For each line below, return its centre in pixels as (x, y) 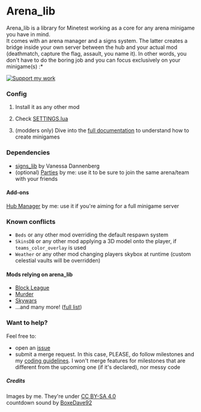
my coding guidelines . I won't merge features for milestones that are (100, 361)
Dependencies (28, 152)
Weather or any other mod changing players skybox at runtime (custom (103, 254)
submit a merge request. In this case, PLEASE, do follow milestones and (104, 354)
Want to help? (27, 323)
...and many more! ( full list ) (48, 307)
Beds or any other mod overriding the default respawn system (91, 235)
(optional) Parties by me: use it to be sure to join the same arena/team (102, 172)
